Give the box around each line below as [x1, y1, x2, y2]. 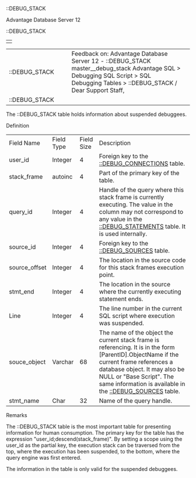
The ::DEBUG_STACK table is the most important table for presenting [6, 423, 171, 430]
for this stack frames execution [99, 264, 184, 271]
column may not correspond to [99, 208, 184, 216]
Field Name [9, 139, 40, 147]
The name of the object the [99, 329, 173, 336]
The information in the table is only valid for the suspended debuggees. [6, 466, 178, 472]
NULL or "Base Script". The [99, 373, 174, 380]
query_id [9, 208, 33, 216]
